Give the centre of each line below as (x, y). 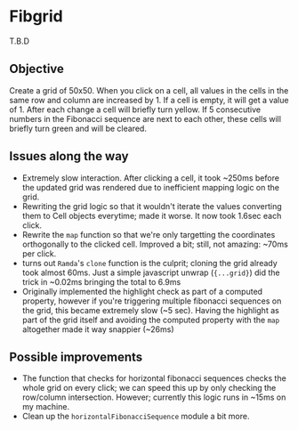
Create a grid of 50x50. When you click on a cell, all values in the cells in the (149, 90)
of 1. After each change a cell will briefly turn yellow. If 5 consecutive (135, 110)
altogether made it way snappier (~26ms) (98, 329)
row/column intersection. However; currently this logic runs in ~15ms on (154, 397)
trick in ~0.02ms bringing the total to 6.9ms (101, 281)
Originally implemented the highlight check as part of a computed (142, 291)
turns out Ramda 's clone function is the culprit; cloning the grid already (149, 263)
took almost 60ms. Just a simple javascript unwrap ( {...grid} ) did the (151, 272)
